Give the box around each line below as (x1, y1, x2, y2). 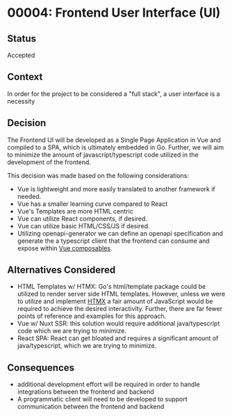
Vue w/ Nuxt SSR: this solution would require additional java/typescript (17, 319, 220, 328)
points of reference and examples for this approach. (17, 312, 167, 321)
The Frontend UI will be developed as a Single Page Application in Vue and (7, 136, 221, 144)
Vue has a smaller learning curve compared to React (17, 200, 168, 208)
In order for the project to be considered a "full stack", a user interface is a (7, 89, 220, 98)
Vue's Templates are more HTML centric (17, 207, 133, 215)
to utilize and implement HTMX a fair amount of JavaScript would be (17, 297, 213, 305)
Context (7, 71, 43, 83)
